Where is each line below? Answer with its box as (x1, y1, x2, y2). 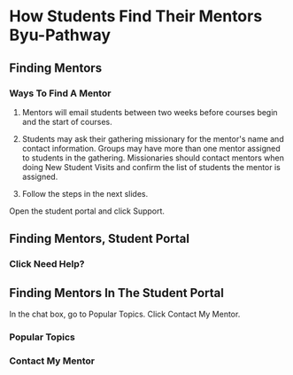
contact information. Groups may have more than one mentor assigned (21, 143, 281, 153)
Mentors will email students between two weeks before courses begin (21, 106, 278, 117)
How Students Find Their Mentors (9, 6, 263, 27)
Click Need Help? (9, 258, 85, 270)
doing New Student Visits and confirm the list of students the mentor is (21, 161, 281, 172)
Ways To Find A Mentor (9, 87, 112, 99)
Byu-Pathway (9, 25, 112, 45)
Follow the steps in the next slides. (21, 188, 149, 199)
